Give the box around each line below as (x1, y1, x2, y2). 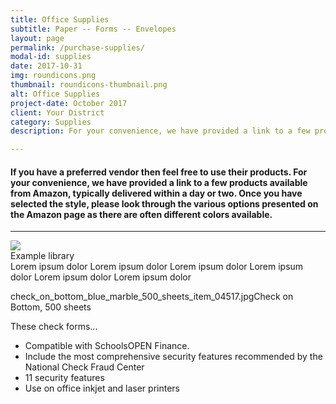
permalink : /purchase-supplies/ (10, 42, 145, 53)
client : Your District (10, 107, 105, 118)
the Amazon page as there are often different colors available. (10, 208, 273, 220)
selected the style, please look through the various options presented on (10, 197, 319, 210)
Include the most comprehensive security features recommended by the (24, 351, 323, 363)
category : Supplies (10, 117, 92, 127)
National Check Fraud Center (24, 361, 145, 373)
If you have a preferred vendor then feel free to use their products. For (10, 166, 308, 178)
